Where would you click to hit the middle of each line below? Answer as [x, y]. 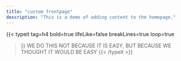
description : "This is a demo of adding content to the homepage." [91, 17]
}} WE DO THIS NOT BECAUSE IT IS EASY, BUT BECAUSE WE [96, 46]
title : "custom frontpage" [39, 12]
